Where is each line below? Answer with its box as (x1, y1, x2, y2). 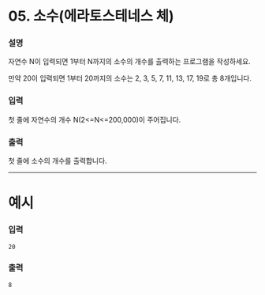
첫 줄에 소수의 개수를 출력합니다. (8, 156, 108, 166)
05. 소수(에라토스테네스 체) (8, 7, 175, 25)
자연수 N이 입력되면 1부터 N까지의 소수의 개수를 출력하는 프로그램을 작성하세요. (8, 57, 251, 66)
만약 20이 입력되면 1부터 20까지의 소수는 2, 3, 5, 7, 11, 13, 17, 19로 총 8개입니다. (8, 74, 252, 83)
